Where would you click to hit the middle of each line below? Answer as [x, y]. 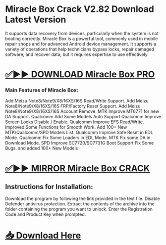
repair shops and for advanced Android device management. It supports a [81, 44]
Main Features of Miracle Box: [42, 90]
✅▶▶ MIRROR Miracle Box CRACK [78, 168]
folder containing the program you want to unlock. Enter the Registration [79, 209]
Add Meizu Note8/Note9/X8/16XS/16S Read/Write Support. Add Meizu [77, 101]
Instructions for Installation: [49, 187]
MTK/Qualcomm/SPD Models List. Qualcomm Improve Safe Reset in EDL [79, 133]
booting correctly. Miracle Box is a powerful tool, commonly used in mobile [82, 39]
